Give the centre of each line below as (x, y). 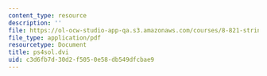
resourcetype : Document (48, 45)
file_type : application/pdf (55, 38)
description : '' (35, 23)
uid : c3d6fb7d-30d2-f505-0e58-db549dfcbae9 (81, 60)
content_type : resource (48, 15)
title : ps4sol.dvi (39, 52)
